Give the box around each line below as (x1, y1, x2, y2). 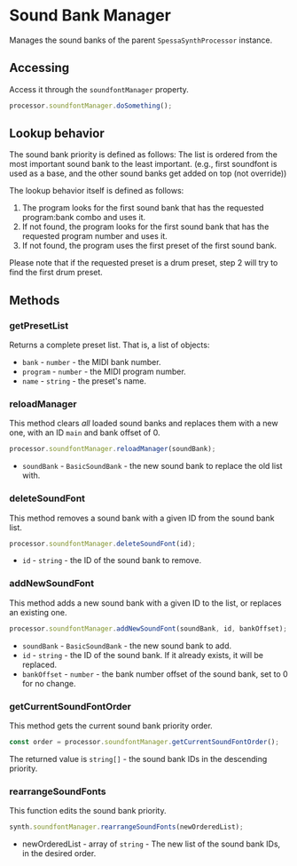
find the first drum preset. (9, 267, 104, 278)
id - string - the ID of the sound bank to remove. (21, 555, 202, 566)
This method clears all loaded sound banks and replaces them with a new (9, 418, 278, 429)
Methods (9, 292, 60, 307)
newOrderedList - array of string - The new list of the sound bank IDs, (21, 838, 281, 849)
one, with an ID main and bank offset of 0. (9, 427, 161, 438)
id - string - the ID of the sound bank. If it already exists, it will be (21, 649, 264, 660)
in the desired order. (21, 847, 97, 858)
